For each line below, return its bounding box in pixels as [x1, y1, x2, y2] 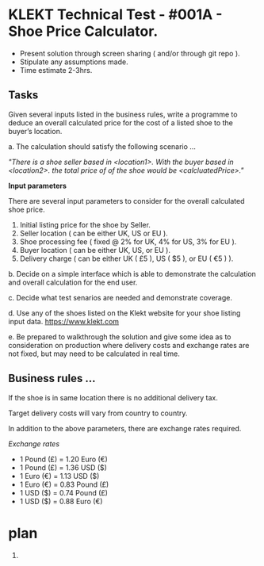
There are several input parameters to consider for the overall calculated [8, 196, 245, 205]
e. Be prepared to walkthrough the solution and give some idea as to [8, 331, 231, 342]
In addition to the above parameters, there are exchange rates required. [8, 423, 242, 433]
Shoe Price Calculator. [8, 22, 159, 40]
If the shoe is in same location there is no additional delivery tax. [8, 392, 218, 402]
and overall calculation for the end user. [8, 277, 138, 287]
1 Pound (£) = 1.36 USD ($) [19, 462, 107, 472]
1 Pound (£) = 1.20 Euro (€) [19, 454, 109, 464]
